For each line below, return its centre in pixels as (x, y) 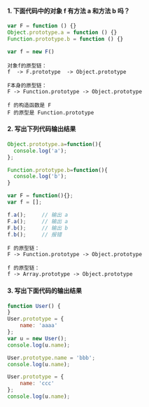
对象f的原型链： (27, 66)
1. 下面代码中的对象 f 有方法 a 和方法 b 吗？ (69, 11)
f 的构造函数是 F (29, 105)
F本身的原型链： (27, 85)
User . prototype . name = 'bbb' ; (51, 358)
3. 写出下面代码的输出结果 (45, 291)
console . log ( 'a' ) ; (41, 151)
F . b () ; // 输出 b (38, 228)
